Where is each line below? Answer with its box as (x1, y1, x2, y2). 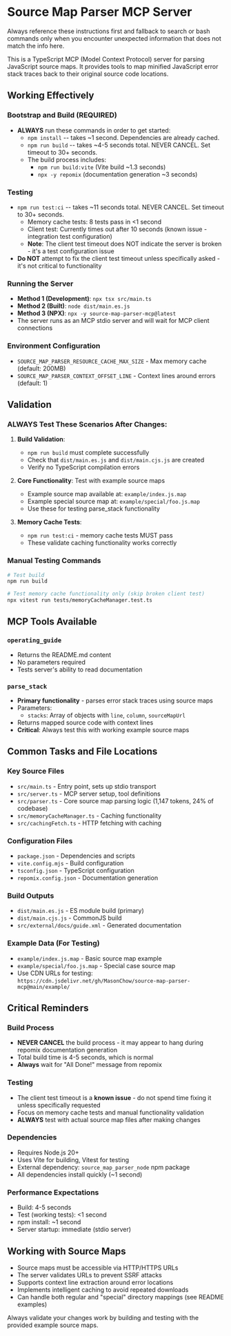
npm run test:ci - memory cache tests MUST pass (27, 531, 174, 540)
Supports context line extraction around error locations (17, 1278, 174, 1286)
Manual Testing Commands (7, 556, 101, 566)
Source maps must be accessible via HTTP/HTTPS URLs (17, 1264, 179, 1272)
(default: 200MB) (17, 364, 66, 373)
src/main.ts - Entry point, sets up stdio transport (17, 782, 157, 790)
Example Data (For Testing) (7, 939, 100, 948)
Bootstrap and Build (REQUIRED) (7, 110, 117, 120)
